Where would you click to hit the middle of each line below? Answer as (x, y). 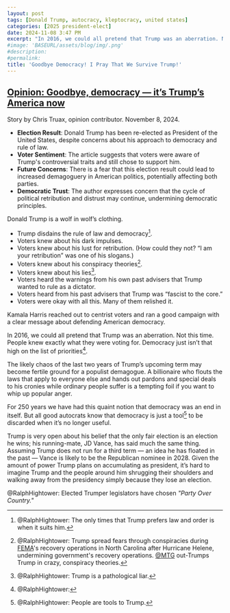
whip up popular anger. (40, 394)
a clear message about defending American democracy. (86, 322)
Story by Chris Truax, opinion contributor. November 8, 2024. (93, 119)
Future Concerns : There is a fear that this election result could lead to (116, 170)
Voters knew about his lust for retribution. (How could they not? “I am (114, 248)
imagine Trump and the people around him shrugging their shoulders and (110, 472)
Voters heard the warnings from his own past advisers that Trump (110, 279)
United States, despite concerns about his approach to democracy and (117, 140)
